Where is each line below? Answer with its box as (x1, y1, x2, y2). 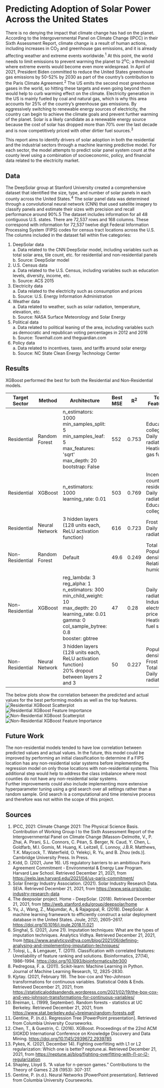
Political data (12, 319, 39, 325)
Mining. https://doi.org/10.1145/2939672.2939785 (12, 1036, 112, 1042)
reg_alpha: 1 (62, 580, 91, 587)
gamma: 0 (62, 616, 86, 623)
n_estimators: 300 (62, 586, 104, 593)
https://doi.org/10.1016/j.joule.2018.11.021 (12, 922, 94, 928)
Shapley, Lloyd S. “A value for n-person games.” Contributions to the (12, 1062, 150, 1068)
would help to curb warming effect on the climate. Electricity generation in (5, 90, 154, 96)
